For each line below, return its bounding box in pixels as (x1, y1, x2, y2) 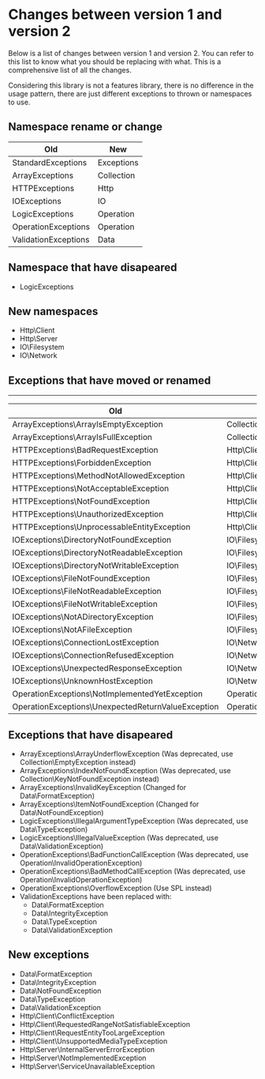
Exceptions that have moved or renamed (8, 374, 211, 387)
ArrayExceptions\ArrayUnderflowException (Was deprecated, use (19, 749, 233, 758)
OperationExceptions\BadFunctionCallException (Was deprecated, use (19, 850, 249, 859)
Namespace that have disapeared (8, 261, 177, 274)
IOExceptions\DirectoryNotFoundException (12, 535, 172, 546)
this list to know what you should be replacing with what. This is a (8, 57, 222, 66)
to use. (8, 97, 31, 107)
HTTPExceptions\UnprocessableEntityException (12, 521, 191, 532)
